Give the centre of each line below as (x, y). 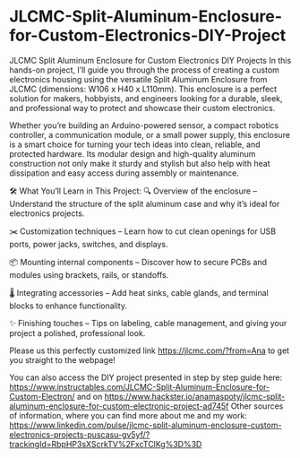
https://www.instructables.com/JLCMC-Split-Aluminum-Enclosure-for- (140, 386)
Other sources (257, 406)
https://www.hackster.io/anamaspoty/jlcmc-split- (195, 396)
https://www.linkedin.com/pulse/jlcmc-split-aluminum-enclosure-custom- (146, 425)
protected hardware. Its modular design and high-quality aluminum (133, 153)
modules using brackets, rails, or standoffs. (89, 274)
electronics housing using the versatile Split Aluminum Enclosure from (138, 79)
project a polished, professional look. (77, 333)
